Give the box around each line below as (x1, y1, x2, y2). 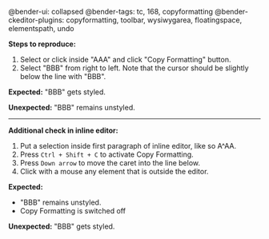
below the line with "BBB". (19, 72, 106, 81)
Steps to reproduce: (8, 39, 76, 49)
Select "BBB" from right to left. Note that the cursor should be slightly (19, 63, 250, 73)
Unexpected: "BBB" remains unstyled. (8, 103, 135, 112)
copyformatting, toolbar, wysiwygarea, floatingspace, (66, 15, 243, 25)
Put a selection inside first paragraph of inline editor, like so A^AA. (19, 141, 237, 150)
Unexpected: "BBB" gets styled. (8, 221, 115, 231)
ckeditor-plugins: (8, 15, 65, 25)
